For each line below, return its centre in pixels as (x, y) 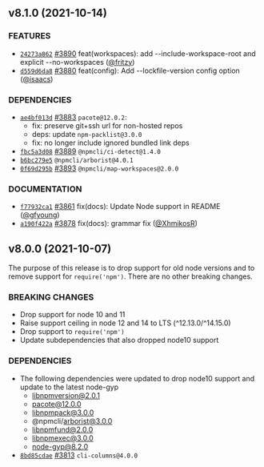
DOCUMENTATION (45, 189)
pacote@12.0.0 (56, 404)
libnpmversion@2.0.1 (66, 395)
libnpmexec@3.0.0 (62, 438)
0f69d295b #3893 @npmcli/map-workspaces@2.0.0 (99, 168)
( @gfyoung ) (40, 215)
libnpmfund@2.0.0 (62, 429)
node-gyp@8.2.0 (60, 446)
